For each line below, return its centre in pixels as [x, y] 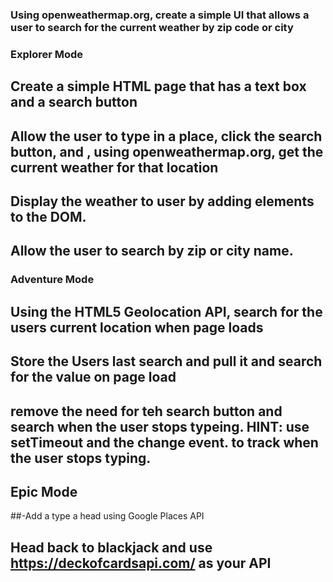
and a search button [74, 102]
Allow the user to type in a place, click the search [166, 136]
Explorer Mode [47, 54]
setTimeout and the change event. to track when [164, 442]
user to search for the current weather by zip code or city [152, 27]
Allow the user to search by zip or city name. [152, 251]
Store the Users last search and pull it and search [166, 361]
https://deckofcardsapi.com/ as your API [141, 563]
